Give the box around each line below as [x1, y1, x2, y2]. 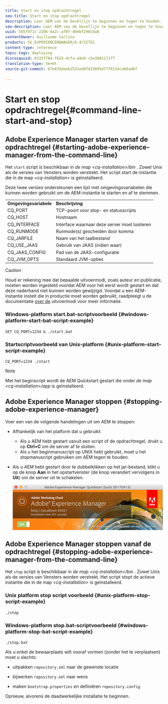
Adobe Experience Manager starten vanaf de [5, 135, 148, 144]
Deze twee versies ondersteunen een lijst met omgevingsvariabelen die [5, 185, 152, 191]
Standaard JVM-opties [55, 256, 103, 262]
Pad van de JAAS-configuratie [55, 249, 119, 255]
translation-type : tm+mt [5, 61, 57, 66]
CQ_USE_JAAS [7, 242, 38, 248]
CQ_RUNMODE [7, 228, 39, 234]
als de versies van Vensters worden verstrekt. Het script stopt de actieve [5, 574, 155, 580]
